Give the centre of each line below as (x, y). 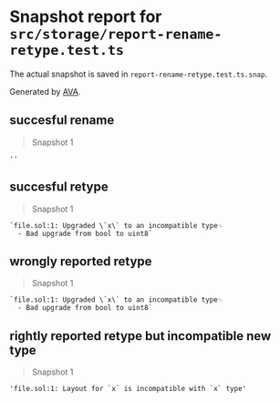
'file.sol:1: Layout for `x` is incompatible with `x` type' (128, 389)
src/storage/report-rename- (116, 34)
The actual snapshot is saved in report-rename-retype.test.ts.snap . (138, 74)
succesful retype (59, 187)
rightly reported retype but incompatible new (140, 336)
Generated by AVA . (45, 91)
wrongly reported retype (81, 261)
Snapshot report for (86, 17)
